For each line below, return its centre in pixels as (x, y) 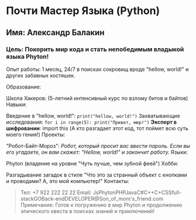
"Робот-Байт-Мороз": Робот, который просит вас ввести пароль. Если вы (98, 145)
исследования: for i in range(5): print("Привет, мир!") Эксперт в (92, 122)
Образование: (24, 87)
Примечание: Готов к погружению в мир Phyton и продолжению (101, 205)
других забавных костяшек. (41, 75)
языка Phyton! (27, 56)
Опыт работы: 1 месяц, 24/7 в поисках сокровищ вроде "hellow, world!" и (97, 69)
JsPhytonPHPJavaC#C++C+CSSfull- (137, 192)
